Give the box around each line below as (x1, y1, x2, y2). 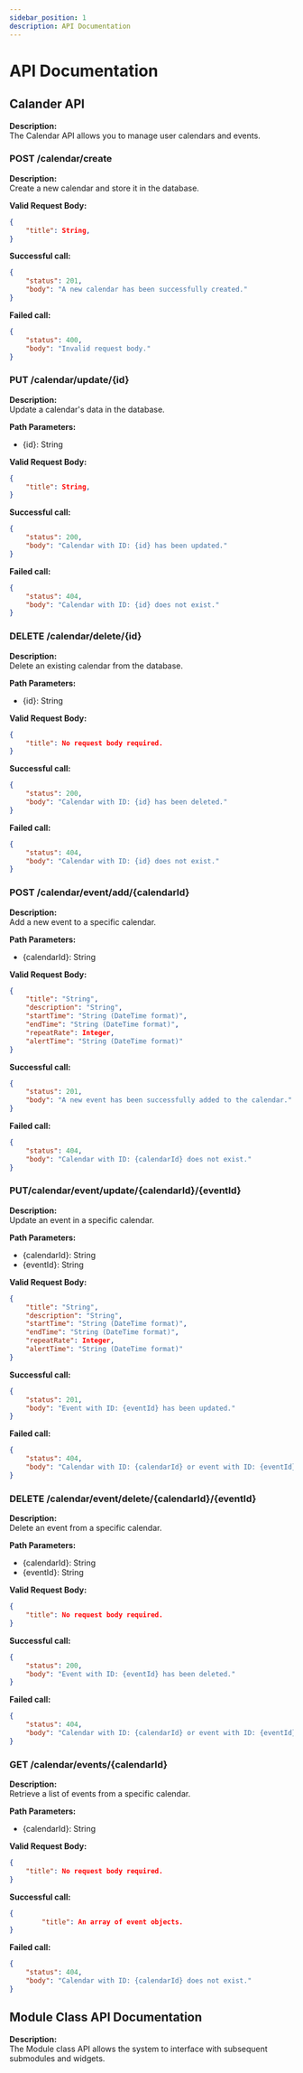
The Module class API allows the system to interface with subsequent (9, 2043, 268, 2054)
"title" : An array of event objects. (41, 1917, 183, 1927)
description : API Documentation (9, 22, 131, 31)
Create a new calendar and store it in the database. (9, 182, 200, 193)
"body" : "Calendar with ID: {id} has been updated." (25, 541, 228, 551)
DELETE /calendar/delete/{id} (9, 630, 142, 642)
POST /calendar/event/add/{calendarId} (9, 886, 190, 899)
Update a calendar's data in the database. (9, 404, 165, 415)
